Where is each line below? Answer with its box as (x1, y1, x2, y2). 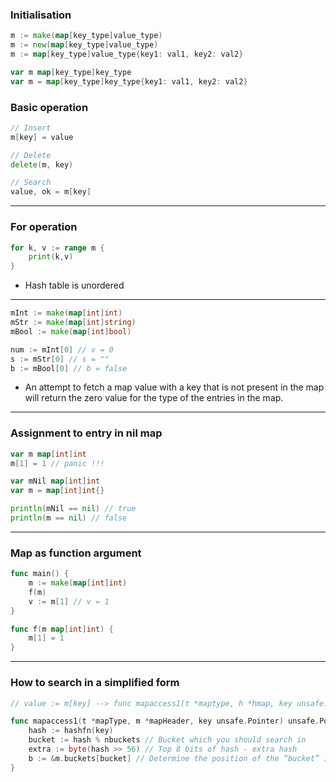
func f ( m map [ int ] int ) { (10, 624, 114, 634)
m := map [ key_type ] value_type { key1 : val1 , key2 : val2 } (10, 49, 244, 60)
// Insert (10, 123, 52, 133)
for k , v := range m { (10, 243, 105, 253)
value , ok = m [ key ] (10, 187, 92, 197)
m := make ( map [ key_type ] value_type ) (10, 31, 163, 41)
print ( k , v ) (28, 252, 74, 262)
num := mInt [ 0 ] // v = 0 (10, 344, 114, 355)
